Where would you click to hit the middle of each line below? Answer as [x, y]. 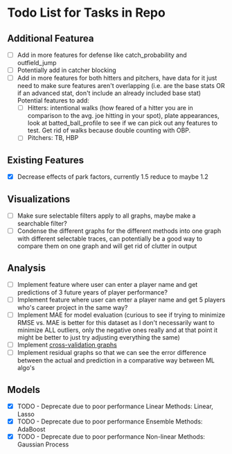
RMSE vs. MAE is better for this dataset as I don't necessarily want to [116, 323]
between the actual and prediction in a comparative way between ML [116, 360]
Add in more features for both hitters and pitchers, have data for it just [117, 78]
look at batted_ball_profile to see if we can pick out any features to [123, 123]
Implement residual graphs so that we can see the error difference [111, 353]
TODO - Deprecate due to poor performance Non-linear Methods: [111, 437]
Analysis [27, 268]
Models [24, 390]
